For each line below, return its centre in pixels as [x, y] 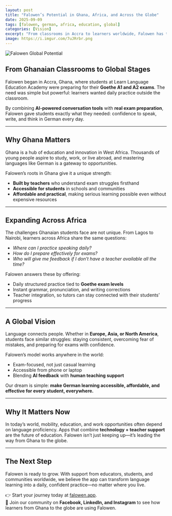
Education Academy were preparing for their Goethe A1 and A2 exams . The [85, 87]
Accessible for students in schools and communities [69, 188]
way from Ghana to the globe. [37, 440]
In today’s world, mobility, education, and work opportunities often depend [84, 424]
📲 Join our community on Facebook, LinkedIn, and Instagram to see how [83, 502]
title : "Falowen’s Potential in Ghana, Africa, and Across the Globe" [82, 15]
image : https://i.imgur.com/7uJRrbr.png [49, 39]
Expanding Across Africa [46, 220]
